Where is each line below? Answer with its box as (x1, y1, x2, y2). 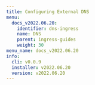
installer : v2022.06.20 (11, 64, 71, 71)
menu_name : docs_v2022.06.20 (6, 48, 79, 54)
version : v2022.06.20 (11, 70, 66, 76)
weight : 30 (17, 42, 44, 48)
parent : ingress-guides (17, 37, 76, 42)
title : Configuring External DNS (6, 8, 90, 15)
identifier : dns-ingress (17, 25, 79, 32)
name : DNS (17, 31, 42, 37)
